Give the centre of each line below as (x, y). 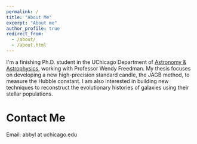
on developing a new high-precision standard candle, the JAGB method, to (98, 75)
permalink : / (22, 12)
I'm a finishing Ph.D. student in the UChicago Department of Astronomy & (96, 62)
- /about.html (29, 45)
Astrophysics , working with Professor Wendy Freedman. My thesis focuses (98, 68)
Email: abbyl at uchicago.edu (42, 134)
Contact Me (36, 118)
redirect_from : (25, 34)
